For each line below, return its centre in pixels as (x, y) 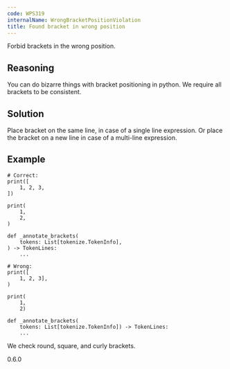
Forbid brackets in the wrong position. (61, 46)
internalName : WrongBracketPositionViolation (74, 20)
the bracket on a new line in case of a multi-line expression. (92, 138)
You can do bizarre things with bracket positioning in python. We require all (114, 84)
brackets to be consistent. (44, 92)
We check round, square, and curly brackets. (71, 345)
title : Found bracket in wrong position (67, 26)
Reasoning (31, 67)
